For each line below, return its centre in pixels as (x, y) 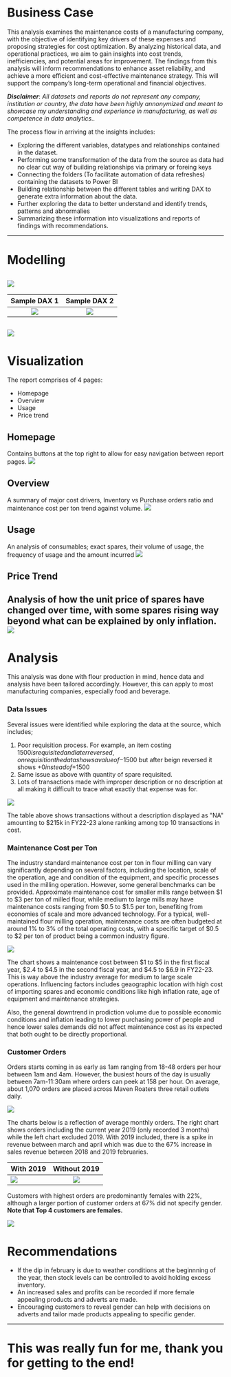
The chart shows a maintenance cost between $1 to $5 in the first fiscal (108, 962)
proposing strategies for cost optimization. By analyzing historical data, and (114, 46)
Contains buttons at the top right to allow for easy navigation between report (115, 453)
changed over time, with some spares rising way (113, 610)
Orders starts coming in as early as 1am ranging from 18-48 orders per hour (114, 1067)
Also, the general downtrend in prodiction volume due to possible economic (114, 1012)
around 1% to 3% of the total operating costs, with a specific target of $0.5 (113, 929)
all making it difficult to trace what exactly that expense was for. (107, 789)
